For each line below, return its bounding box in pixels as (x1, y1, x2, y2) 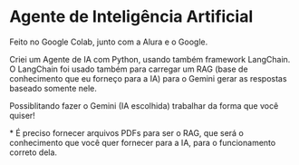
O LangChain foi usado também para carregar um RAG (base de (9, 63, 248, 74)
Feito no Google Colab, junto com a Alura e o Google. (9, 36, 208, 47)
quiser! (9, 110, 36, 121)
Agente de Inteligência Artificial (9, 6, 254, 27)
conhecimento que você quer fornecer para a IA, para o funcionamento (9, 137, 276, 148)
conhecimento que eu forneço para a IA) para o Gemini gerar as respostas (9, 73, 287, 83)
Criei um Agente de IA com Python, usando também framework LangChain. (9, 53, 291, 64)
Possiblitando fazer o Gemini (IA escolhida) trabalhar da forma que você (9, 100, 279, 111)
